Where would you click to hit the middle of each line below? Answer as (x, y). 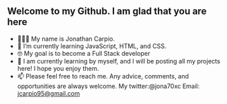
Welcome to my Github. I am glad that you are (107, 11)
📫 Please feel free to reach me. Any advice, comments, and (103, 76)
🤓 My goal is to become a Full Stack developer (84, 53)
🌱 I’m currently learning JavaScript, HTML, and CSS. (92, 46)
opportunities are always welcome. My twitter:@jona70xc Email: (108, 86)
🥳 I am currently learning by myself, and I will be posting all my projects (119, 61)
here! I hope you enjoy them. (58, 68)
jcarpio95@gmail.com (48, 93)
